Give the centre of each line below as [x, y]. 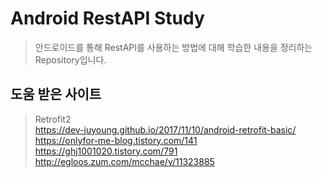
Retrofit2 [53, 119]
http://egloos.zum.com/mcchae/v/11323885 [124, 161]
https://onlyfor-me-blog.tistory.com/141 [116, 140]
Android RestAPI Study [107, 18]
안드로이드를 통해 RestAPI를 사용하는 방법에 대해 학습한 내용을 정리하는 [173, 47]
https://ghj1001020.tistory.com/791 [106, 151]
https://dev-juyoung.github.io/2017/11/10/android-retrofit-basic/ [165, 129]
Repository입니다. [70, 59]
